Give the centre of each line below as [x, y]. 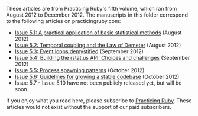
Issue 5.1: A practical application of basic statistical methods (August [98, 33]
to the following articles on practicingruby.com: [64, 21]
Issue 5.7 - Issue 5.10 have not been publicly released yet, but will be [98, 83]
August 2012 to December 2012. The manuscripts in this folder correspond [97, 15]
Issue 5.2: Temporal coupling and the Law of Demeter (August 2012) [98, 45]
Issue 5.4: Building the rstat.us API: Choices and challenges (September [102, 58]
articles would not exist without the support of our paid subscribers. [89, 107]
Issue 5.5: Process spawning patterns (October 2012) [79, 70]
